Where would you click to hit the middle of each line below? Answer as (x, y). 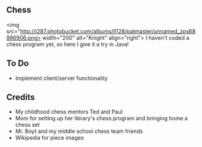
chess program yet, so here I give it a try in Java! (68, 44)
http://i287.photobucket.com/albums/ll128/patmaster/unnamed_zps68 (108, 31)
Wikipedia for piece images (49, 138)
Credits (21, 97)
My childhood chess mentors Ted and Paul (69, 112)
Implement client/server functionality (61, 78)
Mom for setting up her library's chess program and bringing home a (101, 118)
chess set (27, 125)
